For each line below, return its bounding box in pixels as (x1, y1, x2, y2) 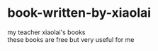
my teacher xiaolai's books (7, 28, 86, 36)
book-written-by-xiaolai (7, 5, 151, 21)
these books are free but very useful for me (7, 35, 135, 43)
